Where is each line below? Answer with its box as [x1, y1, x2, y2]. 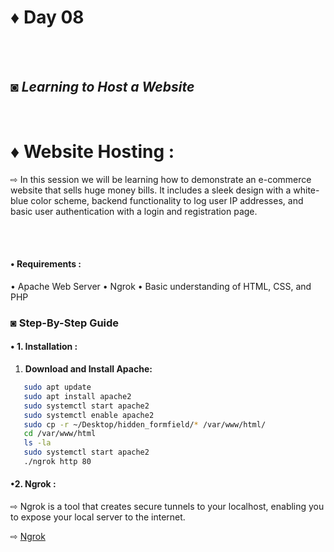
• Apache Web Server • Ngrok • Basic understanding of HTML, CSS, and [10, 280, 312, 292]
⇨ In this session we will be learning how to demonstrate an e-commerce [10, 173, 312, 185]
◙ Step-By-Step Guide [10, 316, 120, 330]
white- [293, 184, 320, 196]
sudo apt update [23, 382, 92, 393]
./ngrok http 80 [23, 457, 92, 467]
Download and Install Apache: [24, 363, 153, 375]
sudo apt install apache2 [23, 391, 132, 401]
